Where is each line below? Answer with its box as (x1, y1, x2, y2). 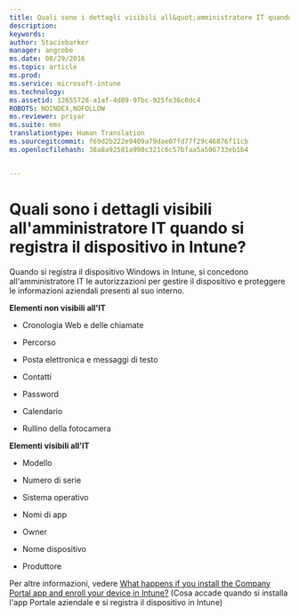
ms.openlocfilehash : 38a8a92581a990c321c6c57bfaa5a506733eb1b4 (9, 145, 249, 154)
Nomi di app (21, 508, 68, 520)
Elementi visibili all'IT (9, 440, 90, 451)
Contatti (21, 371, 52, 382)
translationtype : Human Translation (9, 129, 145, 138)
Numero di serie (21, 475, 82, 485)
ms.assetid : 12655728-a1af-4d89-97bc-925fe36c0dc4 (9, 95, 201, 105)
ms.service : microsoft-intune (9, 79, 122, 88)
